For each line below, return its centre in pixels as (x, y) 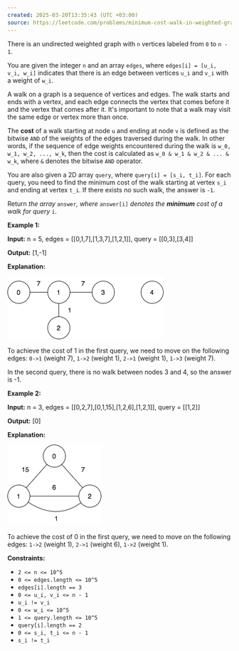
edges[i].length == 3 (49, 588)
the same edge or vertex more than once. (68, 117)
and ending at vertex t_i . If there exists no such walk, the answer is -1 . (111, 189)
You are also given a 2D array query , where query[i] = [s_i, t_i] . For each (119, 175)
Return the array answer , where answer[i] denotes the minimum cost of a (115, 204)
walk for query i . (32, 211)
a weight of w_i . (30, 80)
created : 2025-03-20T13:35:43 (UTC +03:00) (73, 15)
